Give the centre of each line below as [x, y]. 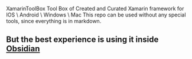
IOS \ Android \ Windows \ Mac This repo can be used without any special [96, 15]
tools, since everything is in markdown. [54, 21]
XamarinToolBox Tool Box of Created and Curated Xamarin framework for [95, 9]
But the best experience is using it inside [82, 40]
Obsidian [23, 49]
